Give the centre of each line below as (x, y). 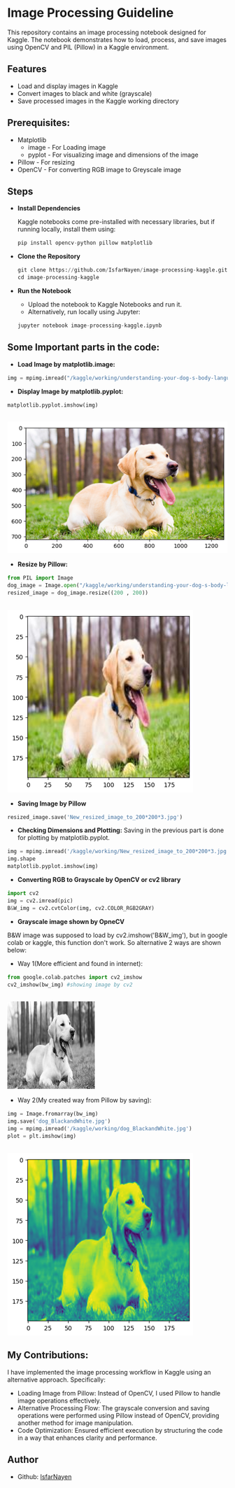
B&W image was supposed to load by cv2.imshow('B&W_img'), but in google (117, 935)
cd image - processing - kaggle (58, 278)
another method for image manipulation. (75, 1423)
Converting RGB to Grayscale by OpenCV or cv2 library (99, 880)
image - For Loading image (67, 147)
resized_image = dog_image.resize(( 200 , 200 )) (78, 593)
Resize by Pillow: (42, 564)
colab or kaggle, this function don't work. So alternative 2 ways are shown (114, 942)
